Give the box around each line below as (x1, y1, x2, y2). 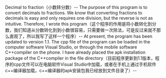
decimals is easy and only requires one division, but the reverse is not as (5, 15, 153, 21)
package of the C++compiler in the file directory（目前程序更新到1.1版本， (5, 55, 156, 61)
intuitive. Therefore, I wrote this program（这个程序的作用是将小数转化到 (5, 21, 152, 27)
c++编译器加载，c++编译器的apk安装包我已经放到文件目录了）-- (5, 68, 137, 73)
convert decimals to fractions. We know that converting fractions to (5, 10, 142, 16)
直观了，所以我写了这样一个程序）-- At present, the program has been (9, 34, 153, 39)
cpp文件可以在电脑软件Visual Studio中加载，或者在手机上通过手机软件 (13, 61, 157, 67)
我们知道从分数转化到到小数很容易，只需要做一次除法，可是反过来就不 (13, 27, 157, 33)
